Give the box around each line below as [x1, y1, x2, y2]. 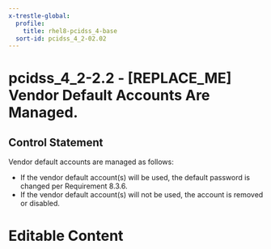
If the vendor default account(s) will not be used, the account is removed [19, 190, 264, 200]
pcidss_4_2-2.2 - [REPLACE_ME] [8, 70, 232, 87]
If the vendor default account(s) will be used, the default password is [19, 173, 251, 183]
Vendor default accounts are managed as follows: [8, 157, 174, 167]
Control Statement [8, 135, 104, 150]
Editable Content [8, 227, 124, 245]
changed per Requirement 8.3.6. [19, 181, 128, 191]
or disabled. [19, 199, 61, 209]
